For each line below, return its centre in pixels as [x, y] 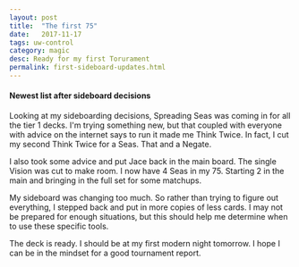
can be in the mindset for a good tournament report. [105, 253]
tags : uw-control [42, 42]
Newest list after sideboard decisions [80, 96]
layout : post [34, 17]
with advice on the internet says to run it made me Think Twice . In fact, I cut [149, 135]
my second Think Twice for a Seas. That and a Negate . [111, 145]
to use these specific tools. [59, 226]
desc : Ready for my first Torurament [80, 59]
